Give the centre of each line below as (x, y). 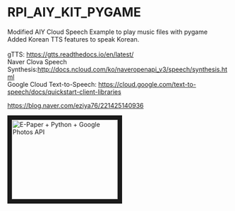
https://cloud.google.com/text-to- (147, 84)
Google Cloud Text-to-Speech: (52, 84)
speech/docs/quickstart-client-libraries (64, 92)
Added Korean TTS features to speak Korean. (73, 39)
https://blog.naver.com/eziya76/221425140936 (76, 105)
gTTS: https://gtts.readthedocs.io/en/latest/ (71, 54)
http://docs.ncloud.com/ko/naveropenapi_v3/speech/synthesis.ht (133, 69)
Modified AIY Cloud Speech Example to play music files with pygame (108, 32)
